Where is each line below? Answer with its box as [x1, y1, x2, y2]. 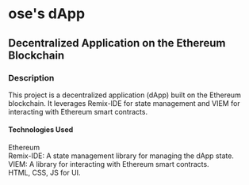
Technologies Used [8, 125, 74, 134]
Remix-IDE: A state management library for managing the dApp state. [8, 151, 234, 160]
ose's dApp [8, 5, 86, 23]
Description [8, 72, 55, 83]
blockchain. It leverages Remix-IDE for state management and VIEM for [8, 98, 240, 108]
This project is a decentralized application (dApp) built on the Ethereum [8, 90, 242, 100]
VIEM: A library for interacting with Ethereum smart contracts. [8, 160, 209, 169]
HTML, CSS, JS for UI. [8, 168, 81, 178]
